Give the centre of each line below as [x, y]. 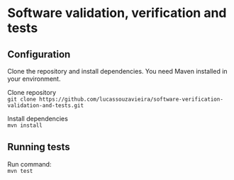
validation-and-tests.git [45, 106]
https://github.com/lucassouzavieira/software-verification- [131, 99]
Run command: [29, 164]
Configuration [39, 54]
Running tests [39, 147]
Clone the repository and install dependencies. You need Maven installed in [118, 71]
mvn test [20, 171]
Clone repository [32, 92]
